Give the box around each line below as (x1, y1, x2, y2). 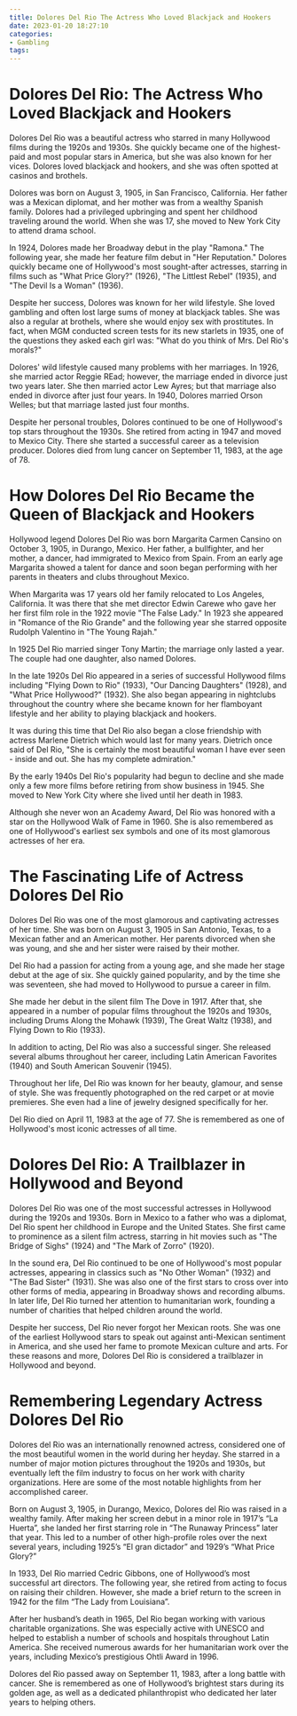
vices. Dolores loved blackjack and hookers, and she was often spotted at (9, 161, 279, 171)
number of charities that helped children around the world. (9, 1305, 223, 1315)
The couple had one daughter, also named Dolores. (9, 654, 197, 663)
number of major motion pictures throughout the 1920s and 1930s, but (9, 1458, 266, 1468)
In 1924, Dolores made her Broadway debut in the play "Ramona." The (9, 242, 264, 253)
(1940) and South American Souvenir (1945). (9, 1061, 172, 1071)
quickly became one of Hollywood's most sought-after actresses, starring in (9, 261, 288, 272)
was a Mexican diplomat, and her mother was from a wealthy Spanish (9, 197, 263, 208)
